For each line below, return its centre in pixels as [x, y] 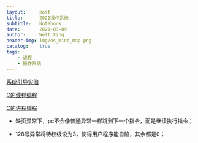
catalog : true [29, 47]
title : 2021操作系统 [38, 18]
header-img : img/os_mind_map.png [49, 41]
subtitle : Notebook [34, 23]
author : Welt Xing [35, 35]
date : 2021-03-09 [37, 29]
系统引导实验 [22, 82]
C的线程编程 [22, 95]
